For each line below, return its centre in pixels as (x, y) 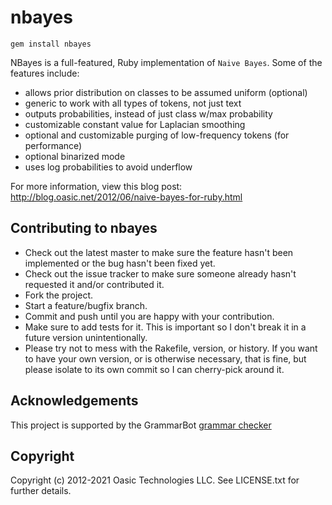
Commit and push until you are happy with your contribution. (149, 316)
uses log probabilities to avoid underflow (108, 167)
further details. (41, 491)
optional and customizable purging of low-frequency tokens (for (157, 135)
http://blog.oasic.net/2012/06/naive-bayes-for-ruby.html (126, 197)
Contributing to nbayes (84, 228)
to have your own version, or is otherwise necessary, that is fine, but (165, 358)
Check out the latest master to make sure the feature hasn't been (159, 252)
